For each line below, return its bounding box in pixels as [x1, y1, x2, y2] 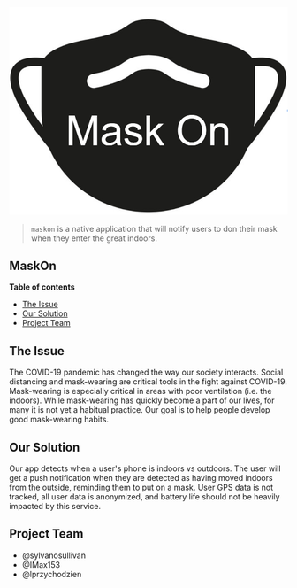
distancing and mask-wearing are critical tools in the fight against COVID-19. [9, 376, 287, 387]
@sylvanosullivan [21, 550, 87, 561]
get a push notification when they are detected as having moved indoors [9, 472, 273, 483]
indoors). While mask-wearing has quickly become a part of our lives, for [9, 395, 275, 406]
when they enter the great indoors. [30, 233, 157, 244]
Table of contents [9, 282, 75, 292]
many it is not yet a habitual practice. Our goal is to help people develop [9, 405, 270, 415]
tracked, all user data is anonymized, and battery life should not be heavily [9, 491, 280, 502]
